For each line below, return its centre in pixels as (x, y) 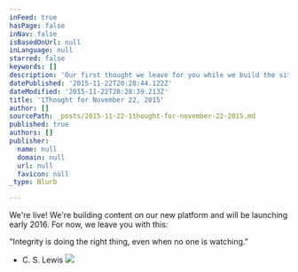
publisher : (29, 141)
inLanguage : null (41, 51)
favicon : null (43, 174)
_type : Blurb (33, 183)
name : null (37, 149)
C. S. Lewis (43, 260)
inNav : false (33, 34)
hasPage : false (37, 26)
